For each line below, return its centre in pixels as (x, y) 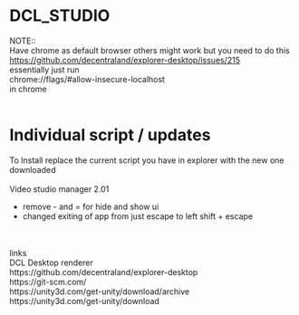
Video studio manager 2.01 (59, 189)
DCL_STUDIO (60, 16)
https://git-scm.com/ (48, 282)
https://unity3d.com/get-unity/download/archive (100, 291)
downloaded (33, 169)
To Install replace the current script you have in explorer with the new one (147, 160)
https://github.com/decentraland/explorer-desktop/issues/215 (125, 60)
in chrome (28, 89)
